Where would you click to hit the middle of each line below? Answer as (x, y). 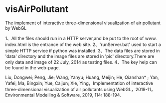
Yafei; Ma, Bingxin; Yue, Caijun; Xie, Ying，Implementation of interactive (79, 83)
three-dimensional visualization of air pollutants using (60, 89)
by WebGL (16, 28)
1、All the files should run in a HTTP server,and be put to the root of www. (81, 38)
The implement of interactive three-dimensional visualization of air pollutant (83, 23)
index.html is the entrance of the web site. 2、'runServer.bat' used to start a (83, 44)
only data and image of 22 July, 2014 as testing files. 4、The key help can (81, 62)
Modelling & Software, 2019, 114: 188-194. (78, 95)
